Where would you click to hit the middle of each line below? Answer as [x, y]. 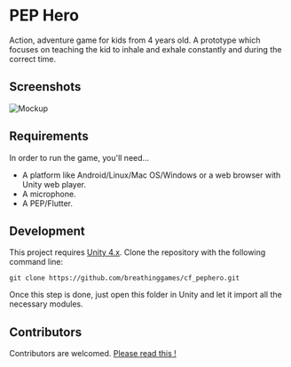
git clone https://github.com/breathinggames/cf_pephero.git [125, 278]
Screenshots [45, 87]
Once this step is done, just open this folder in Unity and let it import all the [145, 295]
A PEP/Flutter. [47, 203]
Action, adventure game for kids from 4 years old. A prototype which [135, 40]
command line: [36, 262]
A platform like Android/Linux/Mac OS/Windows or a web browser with [151, 175]
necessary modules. [47, 304]
